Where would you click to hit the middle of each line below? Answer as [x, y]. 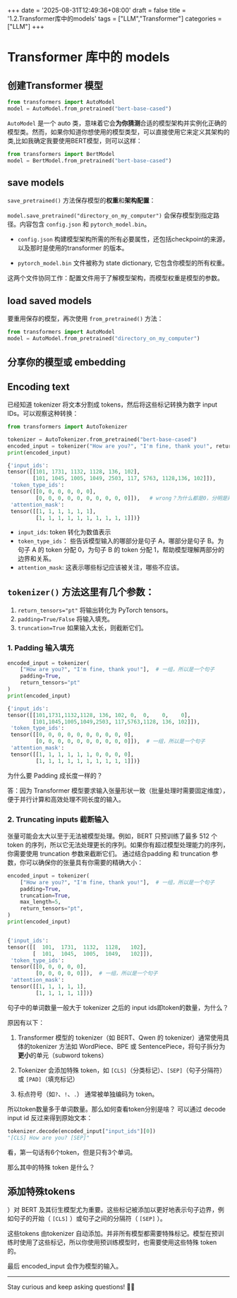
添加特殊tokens [41, 1191]
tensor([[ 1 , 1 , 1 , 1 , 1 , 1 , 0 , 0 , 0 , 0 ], [72, 755]
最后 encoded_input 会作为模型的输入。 [65, 1266]
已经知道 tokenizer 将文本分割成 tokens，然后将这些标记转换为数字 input [112, 404]
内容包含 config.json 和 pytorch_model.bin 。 [85, 224]
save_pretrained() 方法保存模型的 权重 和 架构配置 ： [81, 200]
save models [36, 182]
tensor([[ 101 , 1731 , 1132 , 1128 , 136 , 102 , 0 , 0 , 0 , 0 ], [99, 715]
